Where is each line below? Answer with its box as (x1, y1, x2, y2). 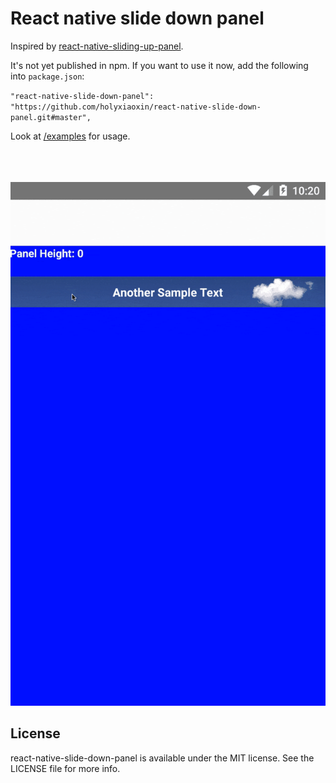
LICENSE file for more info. (10, 762, 121, 774)
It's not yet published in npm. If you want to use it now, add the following (10, 59, 309, 71)
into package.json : (10, 70, 85, 82)
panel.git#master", (10, 112, 92, 122)
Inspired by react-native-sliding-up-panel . (10, 40, 184, 52)
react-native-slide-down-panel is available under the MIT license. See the (10, 752, 315, 764)
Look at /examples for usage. (10, 130, 131, 142)
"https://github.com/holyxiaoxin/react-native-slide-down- (10, 102, 262, 112)
